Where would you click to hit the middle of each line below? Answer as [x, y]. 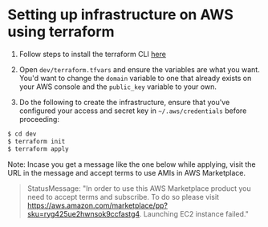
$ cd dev [22, 134]
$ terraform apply [38, 149]
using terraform [61, 32]
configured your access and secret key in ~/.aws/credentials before [133, 111]
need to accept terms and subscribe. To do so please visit [123, 197]
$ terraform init [37, 141]
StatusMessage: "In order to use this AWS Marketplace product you [139, 188]
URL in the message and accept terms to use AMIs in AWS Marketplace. [127, 172]
